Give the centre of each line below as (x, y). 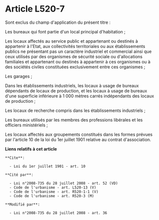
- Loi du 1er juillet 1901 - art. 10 (48, 166)
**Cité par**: (19, 175)
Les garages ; (19, 76)
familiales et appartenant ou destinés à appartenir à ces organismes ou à (78, 62)
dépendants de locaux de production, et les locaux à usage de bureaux (76, 91)
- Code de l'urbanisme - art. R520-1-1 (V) (54, 192)
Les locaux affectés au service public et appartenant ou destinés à (72, 41)
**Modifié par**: (23, 204)
